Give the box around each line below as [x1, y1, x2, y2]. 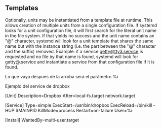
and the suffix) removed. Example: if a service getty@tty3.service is [5, 48, 143, 54]
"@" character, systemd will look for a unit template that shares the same [5, 38, 154, 44]
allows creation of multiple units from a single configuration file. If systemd [5, 22, 157, 28]
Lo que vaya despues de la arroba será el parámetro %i [5, 73, 119, 79]
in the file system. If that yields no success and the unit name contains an [5, 32, 155, 38]
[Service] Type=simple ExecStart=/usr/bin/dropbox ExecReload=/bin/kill [5, 102, 152, 108]
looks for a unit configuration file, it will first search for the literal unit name [5, 27, 157, 33]
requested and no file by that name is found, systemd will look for [5, 54, 138, 60]
